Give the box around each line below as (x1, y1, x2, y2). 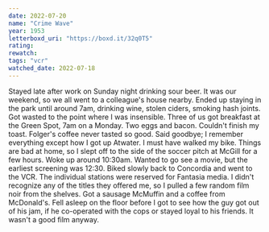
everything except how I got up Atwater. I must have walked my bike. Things (8, 138, 262, 147)
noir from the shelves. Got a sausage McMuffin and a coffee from (8, 188, 226, 198)
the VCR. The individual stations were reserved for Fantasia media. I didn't (8, 172, 255, 181)
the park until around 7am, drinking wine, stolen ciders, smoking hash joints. (8, 103, 261, 113)
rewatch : (8, 49, 38, 57)
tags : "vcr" (8, 57, 48, 65)
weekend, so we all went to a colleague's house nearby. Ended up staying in (8, 94, 262, 105)
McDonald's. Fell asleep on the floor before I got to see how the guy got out (8, 197, 259, 207)
